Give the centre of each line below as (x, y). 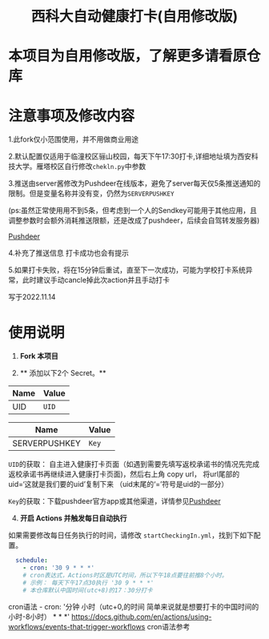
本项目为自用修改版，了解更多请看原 (128, 56)
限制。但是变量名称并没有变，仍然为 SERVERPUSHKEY (91, 194)
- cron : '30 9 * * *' (58, 568)
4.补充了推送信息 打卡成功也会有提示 (69, 253)
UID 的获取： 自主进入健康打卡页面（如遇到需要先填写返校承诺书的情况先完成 (134, 464)
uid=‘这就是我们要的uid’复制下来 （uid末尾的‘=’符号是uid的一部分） (118, 484)
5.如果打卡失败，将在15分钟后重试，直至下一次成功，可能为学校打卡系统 (127, 270)
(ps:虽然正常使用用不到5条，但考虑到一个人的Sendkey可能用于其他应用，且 (133, 211)
